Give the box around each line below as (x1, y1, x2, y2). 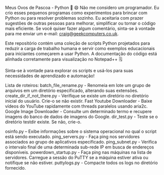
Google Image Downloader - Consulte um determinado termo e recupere (5, 109, 152, 114)
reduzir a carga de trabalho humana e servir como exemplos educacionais (5, 46, 155, 51)
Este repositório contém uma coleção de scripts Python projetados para (5, 40, 150, 46)
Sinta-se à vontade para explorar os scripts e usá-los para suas (5, 68, 134, 73)
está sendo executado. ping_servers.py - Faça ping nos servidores (5, 134, 140, 140)
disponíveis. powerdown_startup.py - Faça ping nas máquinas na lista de (5, 149, 152, 155)
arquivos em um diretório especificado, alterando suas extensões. (5, 87, 139, 93)
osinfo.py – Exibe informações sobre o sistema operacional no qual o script (5, 128, 157, 134)
